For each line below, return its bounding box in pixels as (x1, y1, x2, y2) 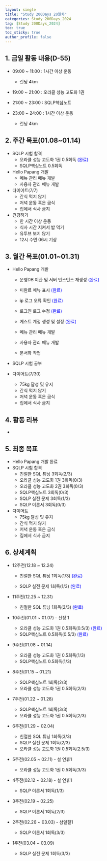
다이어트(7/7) (12, 187, 38, 193)
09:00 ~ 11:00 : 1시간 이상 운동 (12, 68, 72, 74)
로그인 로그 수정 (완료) (19, 308, 62, 314)
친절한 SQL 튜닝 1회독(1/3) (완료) (19, 572, 83, 579)
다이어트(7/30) (12, 371, 41, 377)
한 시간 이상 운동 (19, 218, 52, 224)
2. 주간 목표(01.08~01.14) (5, 136, 81, 145)
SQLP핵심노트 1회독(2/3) (19, 679, 68, 685)
